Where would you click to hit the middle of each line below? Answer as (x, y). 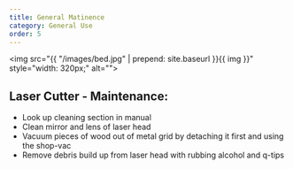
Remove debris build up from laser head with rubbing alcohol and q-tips (153, 155)
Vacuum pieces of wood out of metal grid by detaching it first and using (153, 136)
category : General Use (51, 26)
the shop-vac (46, 146)
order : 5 (25, 34)
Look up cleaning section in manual (87, 118)
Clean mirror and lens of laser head (86, 127)
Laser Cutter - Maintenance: (89, 96)
